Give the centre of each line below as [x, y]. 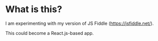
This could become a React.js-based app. [50, 33]
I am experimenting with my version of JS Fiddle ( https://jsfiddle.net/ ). [80, 23]
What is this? [34, 9]
